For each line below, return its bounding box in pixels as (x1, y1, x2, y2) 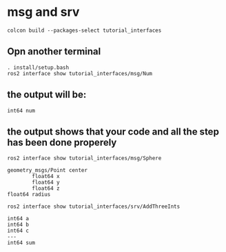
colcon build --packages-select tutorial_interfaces (7, 27, 162, 34)
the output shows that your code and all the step (7, 126, 219, 137)
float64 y (32, 179, 60, 186)
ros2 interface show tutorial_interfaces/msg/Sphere (7, 155, 162, 162)
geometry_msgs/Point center (7, 167, 88, 174)
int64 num (7, 107, 36, 114)
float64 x (32, 173, 60, 180)
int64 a (7, 215, 30, 222)
